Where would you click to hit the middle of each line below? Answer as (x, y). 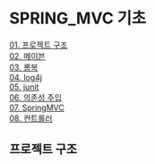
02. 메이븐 (27, 56)
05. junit (24, 87)
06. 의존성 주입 (36, 97)
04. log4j (26, 77)
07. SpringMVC (37, 108)
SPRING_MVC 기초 (78, 18)
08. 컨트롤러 (31, 118)
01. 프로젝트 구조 (39, 45)
